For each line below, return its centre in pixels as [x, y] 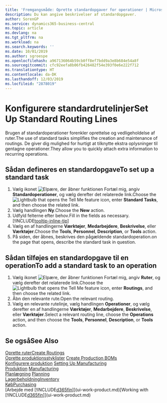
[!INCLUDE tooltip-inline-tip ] [41, 221]
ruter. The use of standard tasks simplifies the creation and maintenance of [82, 138]
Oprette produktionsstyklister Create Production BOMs [61, 358]
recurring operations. [27, 154]
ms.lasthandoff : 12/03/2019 [34, 79]
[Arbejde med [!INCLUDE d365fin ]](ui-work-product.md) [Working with [77, 390]
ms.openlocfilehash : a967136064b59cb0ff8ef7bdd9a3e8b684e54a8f [72, 61]
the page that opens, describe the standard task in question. [74, 242]
